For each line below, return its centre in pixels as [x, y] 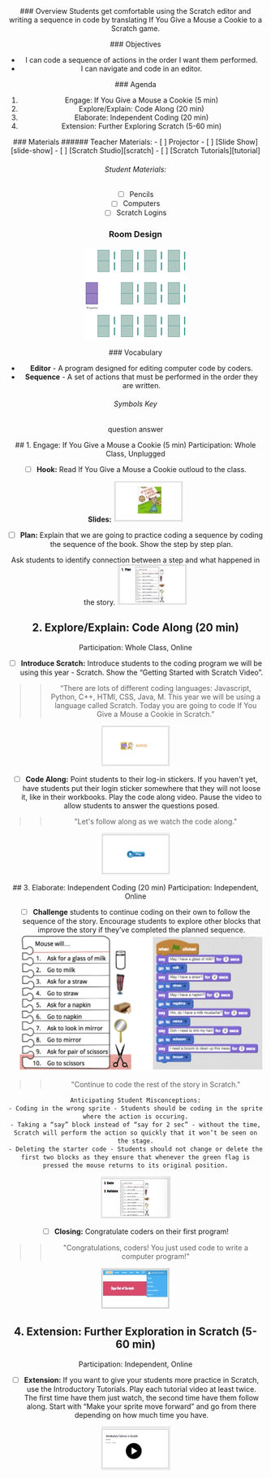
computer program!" [155, 1256]
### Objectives [135, 44]
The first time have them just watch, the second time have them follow [142, 1397]
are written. [142, 385]
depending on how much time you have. [141, 1415]
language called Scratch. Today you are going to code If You [156, 705]
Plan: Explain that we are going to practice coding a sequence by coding [142, 535]
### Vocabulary [135, 352]
